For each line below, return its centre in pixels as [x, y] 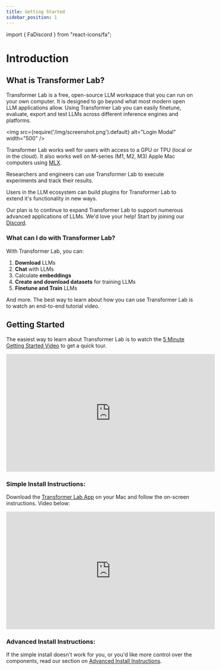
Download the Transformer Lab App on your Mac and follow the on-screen [98, 497]
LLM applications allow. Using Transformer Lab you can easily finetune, [94, 108]
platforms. [19, 120]
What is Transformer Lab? [56, 80]
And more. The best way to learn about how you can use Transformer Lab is [100, 299]
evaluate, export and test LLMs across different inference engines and [92, 114]
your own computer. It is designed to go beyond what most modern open [96, 101]
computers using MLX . [34, 163]
